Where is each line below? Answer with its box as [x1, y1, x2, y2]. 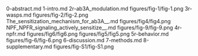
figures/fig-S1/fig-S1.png [53, 43, 114, 50]
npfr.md [6, 30, 26, 38]
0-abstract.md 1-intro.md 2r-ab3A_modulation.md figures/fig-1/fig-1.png [6, 5, 184, 12]
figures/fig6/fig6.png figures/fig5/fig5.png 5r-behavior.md [26, 30, 169, 38]
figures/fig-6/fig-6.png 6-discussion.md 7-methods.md [6, 37, 142, 43]
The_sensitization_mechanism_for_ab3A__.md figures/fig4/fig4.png [6, 18, 171, 24]
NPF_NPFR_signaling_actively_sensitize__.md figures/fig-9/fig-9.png [6, 24, 174, 31]
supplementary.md [6, 43, 52, 50]
